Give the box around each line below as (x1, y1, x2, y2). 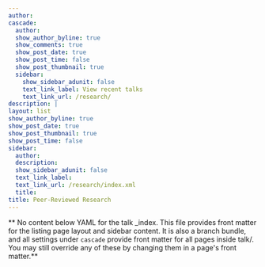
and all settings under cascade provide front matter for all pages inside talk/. (8, 235, 255, 244)
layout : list (8, 108, 51, 116)
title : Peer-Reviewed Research (8, 196, 112, 204)
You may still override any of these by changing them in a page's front (8, 242, 237, 252)
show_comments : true (15, 41, 83, 49)
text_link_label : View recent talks (22, 85, 144, 93)
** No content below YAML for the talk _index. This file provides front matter (8, 217, 257, 227)
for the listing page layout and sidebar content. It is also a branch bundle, (8, 226, 247, 235)
